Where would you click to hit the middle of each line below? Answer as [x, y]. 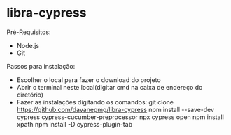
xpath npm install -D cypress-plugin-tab [75, 124]
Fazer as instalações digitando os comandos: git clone [95, 102]
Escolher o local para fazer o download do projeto [89, 80]
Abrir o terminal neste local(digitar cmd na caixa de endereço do [110, 87]
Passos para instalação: [41, 66]
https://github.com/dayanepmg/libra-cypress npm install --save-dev [115, 109]
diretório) [30, 95]
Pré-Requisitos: [29, 32]
